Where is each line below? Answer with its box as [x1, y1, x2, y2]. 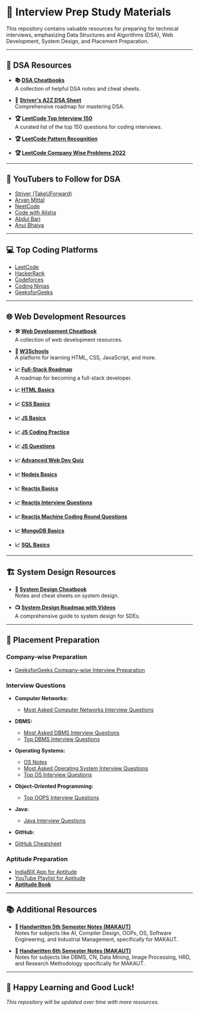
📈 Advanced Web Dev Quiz [14, 457, 84, 464]
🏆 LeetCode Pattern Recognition [14, 135, 98, 142]
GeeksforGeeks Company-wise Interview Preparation [14, 666, 145, 673]
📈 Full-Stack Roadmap [14, 366, 73, 373]
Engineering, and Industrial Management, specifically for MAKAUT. [14, 936, 179, 943]
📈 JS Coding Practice [14, 428, 70, 435]
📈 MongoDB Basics [14, 527, 65, 535]
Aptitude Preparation [6, 854, 68, 863]
